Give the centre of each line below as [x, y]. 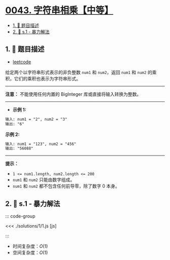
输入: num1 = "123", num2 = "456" [41, 144]
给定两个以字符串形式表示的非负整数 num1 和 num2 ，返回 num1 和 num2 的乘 [81, 72]
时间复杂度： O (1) [30, 246]
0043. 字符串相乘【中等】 [59, 10]
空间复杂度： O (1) [30, 253]
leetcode [22, 62]
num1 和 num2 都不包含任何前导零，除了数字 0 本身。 [66, 186]
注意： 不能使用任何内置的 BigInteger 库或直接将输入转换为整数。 [73, 94]
